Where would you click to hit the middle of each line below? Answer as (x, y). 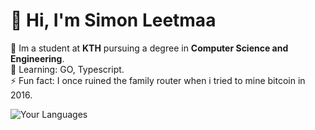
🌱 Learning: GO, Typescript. (67, 69)
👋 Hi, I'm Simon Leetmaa (113, 20)
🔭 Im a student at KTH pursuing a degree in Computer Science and (149, 48)
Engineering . (37, 58)
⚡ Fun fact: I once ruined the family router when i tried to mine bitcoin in (158, 80)
